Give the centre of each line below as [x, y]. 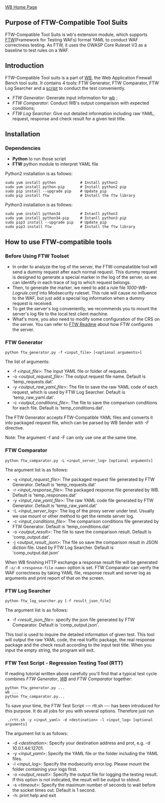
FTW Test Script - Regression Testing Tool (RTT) [64, 663]
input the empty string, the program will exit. [50, 650]
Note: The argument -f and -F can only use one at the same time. [71, 438]
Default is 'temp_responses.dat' [45, 495]
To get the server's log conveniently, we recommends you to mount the [85, 309]
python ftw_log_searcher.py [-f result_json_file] [58, 601]
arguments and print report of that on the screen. [55, 578]
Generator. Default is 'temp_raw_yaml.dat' [55, 506]
